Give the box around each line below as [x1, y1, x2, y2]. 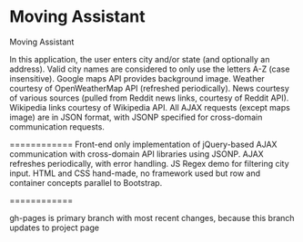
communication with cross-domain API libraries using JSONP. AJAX [9, 148, 264, 160]
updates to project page [9, 222, 100, 233]
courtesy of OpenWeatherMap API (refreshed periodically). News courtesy [9, 82, 289, 93]
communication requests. [9, 121, 105, 132]
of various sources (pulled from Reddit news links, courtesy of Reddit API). [9, 92, 289, 103]
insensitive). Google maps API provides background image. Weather [9, 73, 266, 83]
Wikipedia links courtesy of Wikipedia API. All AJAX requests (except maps [9, 102, 291, 112]
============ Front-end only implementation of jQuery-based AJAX [9, 139, 278, 150]
